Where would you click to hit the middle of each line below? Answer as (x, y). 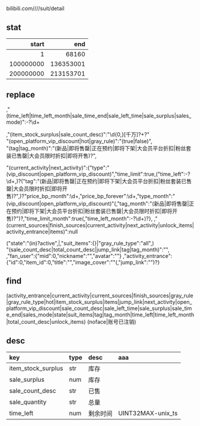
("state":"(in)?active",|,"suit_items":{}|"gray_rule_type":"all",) (80, 243)
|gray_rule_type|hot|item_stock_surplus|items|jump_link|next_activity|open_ (99, 302)
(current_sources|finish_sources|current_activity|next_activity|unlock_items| (100, 225)
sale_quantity (28, 402)
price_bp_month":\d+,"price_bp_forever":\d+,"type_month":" (101, 196)
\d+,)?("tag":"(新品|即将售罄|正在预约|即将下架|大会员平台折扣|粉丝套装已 (96, 181)
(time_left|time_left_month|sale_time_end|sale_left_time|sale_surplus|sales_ (99, 115)
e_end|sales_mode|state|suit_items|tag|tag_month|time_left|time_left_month (100, 314)
